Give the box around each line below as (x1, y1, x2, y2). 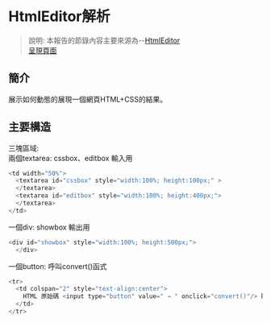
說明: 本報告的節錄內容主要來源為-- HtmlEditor (27, 35, 180, 45)
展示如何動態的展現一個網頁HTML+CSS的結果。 (8, 94, 168, 104)
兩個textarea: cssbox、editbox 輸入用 (8, 153, 133, 163)
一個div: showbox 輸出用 (8, 222, 90, 232)
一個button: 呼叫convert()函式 (8, 261, 107, 271)
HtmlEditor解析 (8, 7, 110, 26)
